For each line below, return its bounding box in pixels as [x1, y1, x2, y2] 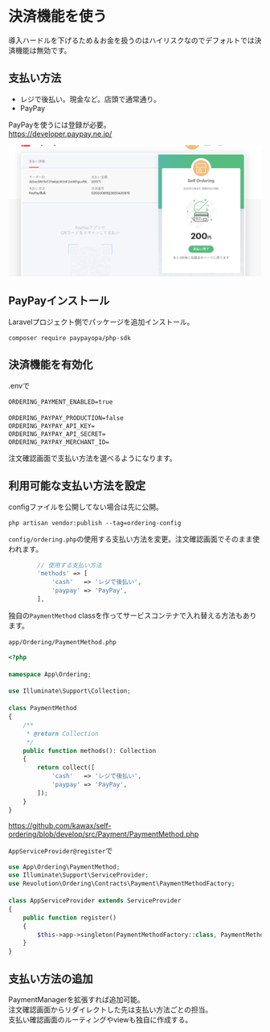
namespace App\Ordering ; [8, 670, 92, 678]
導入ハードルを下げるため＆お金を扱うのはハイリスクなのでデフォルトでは [8, 35, 255, 45]
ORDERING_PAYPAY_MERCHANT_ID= [8, 438, 110, 446]
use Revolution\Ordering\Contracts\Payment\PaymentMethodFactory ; [8, 880, 235, 888]
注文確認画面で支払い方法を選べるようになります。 [8, 453, 177, 463]
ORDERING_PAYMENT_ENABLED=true [8, 397, 113, 406]
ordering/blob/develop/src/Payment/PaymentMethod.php [8, 829, 199, 839]
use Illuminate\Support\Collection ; [8, 687, 131, 696]
